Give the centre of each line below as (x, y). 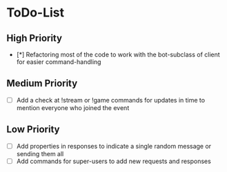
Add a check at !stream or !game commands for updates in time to (110, 100)
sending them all (40, 153)
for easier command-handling (59, 62)
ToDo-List (36, 13)
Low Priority (33, 130)
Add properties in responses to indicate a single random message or (114, 146)
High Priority (34, 38)
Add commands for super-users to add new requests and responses (113, 161)
